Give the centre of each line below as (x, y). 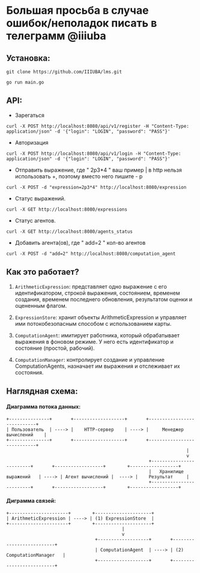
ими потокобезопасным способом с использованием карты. (93, 323)
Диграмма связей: (31, 500)
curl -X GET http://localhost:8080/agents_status (70, 232)
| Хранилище (166, 472)
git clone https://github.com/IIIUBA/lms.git (64, 72)
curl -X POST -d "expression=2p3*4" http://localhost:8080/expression (96, 187)
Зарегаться (30, 115)
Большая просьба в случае (77, 10)
